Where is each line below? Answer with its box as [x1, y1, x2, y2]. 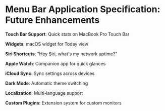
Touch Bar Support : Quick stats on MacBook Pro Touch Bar [5, 31, 130, 37]
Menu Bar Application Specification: [5, 4, 160, 15]
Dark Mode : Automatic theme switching [5, 80, 88, 86]
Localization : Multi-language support [5, 90, 83, 96]
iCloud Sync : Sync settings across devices [5, 70, 95, 77]
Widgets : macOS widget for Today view [5, 41, 88, 47]
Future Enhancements [5, 14, 100, 26]
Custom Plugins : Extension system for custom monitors [5, 100, 122, 106]
